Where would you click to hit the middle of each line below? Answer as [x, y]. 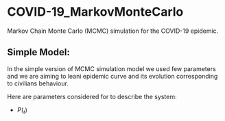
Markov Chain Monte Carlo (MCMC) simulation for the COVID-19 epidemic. [113, 31]
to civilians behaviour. [38, 83]
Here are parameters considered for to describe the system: [92, 96]
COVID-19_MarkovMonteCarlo [95, 12]
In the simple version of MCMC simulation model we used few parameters [111, 68]
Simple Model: [38, 52]
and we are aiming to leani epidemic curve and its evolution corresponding [113, 76]
